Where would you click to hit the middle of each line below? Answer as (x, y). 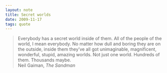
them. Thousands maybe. (44, 60)
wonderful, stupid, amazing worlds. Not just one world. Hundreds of (89, 55)
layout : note (19, 10)
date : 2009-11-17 (24, 19)
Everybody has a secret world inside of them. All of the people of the (90, 39)
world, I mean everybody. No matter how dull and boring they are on (89, 44)
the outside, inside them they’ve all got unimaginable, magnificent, (87, 49)
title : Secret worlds (28, 15)
